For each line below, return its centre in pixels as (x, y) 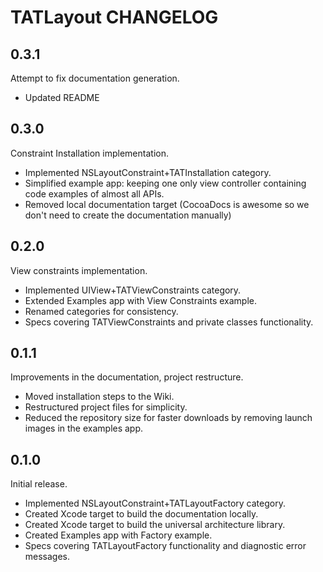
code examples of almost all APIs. (94, 193)
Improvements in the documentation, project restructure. (127, 377)
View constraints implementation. (79, 270)
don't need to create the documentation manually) (128, 215)
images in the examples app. (84, 428)
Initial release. (39, 484)
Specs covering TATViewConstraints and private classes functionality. (169, 322)
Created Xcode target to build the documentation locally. (141, 514)
